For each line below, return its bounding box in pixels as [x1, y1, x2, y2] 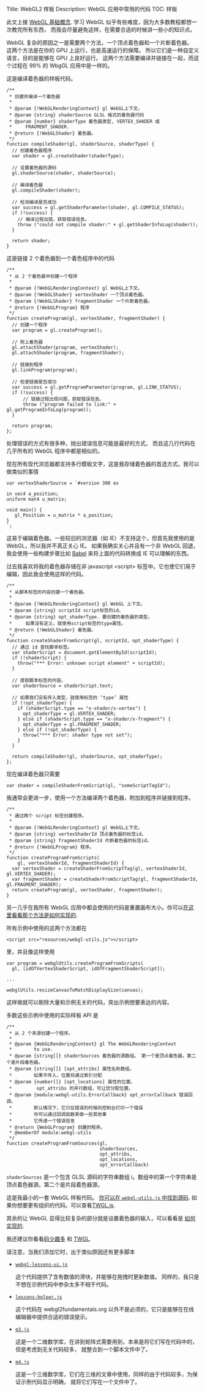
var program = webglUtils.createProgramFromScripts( [6, 960, 144, 966]
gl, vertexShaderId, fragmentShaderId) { [17, 860, 124, 866]
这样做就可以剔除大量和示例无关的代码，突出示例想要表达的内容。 [6, 999, 173, 1006]
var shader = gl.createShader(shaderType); [12, 153, 124, 159]
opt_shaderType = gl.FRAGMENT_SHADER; [22, 721, 122, 727]
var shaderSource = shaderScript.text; [12, 683, 114, 689]
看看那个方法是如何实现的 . [11, 911, 78, 919]
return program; [12, 423, 53, 429]
